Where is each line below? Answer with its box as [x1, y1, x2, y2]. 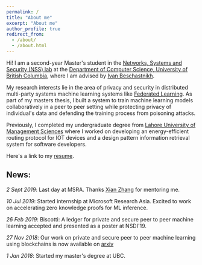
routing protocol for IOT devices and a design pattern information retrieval [6, 134, 190, 141]
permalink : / [6, 8, 39, 15]
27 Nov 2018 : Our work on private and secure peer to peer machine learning [6, 234, 196, 241]
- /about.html [11, 43, 47, 49]
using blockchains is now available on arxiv [6, 240, 114, 247]
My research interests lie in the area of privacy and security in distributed [6, 83, 188, 91]
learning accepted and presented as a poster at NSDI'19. [6, 222, 147, 229]
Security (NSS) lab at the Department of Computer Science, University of [6, 65, 188, 73]
